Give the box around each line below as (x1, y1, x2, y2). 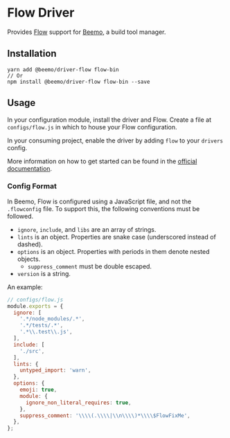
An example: (7, 282, 43, 291)
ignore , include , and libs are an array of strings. (17, 225, 157, 233)
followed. (7, 212, 34, 220)
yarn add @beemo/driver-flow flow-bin (7, 66, 119, 73)
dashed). (17, 240, 43, 248)
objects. (17, 255, 41, 263)
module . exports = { (7, 302, 64, 309)
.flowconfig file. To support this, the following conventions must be (7, 204, 200, 212)
